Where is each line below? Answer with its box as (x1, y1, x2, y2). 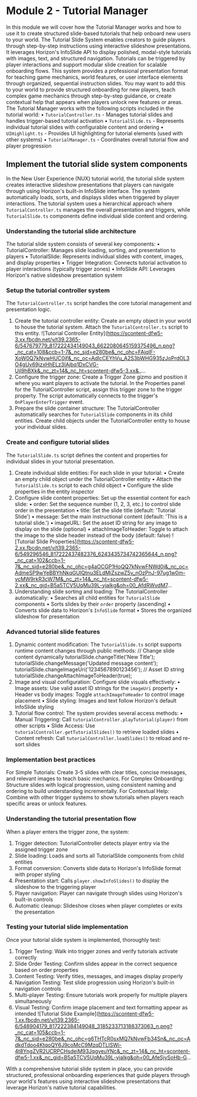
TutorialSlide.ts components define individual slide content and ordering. (6, 212, 188, 219)
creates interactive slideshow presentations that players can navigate (6, 181, 175, 188)
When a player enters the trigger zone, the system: (6, 828, 129, 835)
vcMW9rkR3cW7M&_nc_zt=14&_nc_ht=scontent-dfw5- (14, 575, 149, 583)
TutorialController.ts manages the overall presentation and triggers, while (6, 206, 191, 213)
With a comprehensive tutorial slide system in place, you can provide (6, 1065, 173, 1072)
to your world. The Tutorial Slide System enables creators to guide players (6, 36, 186, 43)
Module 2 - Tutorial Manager (6, 4, 148, 18)
